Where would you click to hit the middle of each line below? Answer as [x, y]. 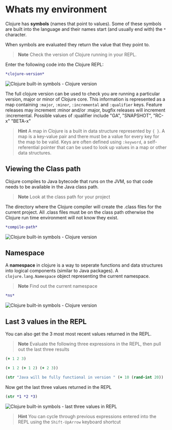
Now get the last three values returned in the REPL [58, 387]
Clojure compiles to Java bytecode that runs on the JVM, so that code [79, 181]
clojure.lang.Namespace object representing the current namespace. [78, 276]
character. [16, 34]
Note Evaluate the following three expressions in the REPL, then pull [89, 344]
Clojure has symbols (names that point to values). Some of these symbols [83, 24]
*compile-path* [21, 227]
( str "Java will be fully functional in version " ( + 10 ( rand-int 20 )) [84, 377]
